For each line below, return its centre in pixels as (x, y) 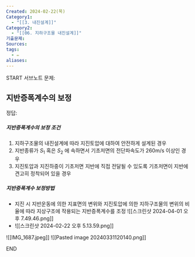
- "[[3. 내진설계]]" (34, 22)
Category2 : (19, 28)
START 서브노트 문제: (31, 78)
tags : (13, 50)
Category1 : (19, 17)
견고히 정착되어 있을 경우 (43, 173)
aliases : (17, 60)
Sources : (17, 44)
